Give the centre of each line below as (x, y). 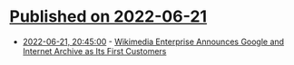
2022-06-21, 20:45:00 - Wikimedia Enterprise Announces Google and (153, 42)
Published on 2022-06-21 (108, 17)
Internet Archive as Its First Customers (94, 51)
